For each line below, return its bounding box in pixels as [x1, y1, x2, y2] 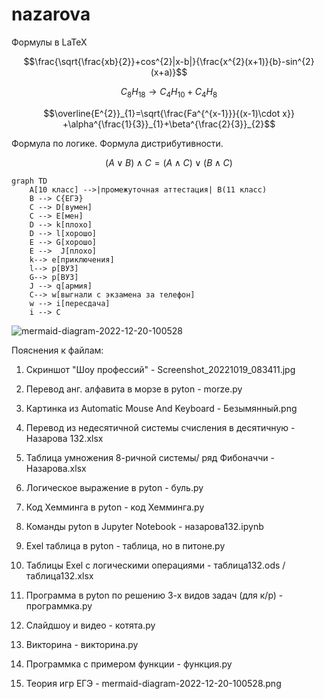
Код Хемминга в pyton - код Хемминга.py [25, 501, 205, 513]
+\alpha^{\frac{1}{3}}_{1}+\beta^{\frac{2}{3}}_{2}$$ [62, 118, 276, 130]
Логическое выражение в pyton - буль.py [25, 481, 204, 493]
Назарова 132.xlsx [25, 432, 104, 444]
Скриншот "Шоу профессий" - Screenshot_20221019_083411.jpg [25, 363, 296, 375]
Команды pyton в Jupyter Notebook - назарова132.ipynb [25, 520, 264, 532]
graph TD [11, 176, 48, 186]
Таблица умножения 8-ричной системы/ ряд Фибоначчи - [25, 451, 275, 463]
